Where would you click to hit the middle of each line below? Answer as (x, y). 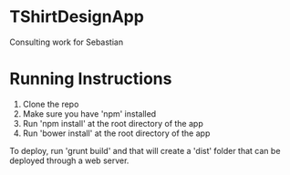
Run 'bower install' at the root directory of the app (116, 133)
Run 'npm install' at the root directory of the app (113, 123)
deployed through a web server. (69, 160)
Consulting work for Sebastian (67, 42)
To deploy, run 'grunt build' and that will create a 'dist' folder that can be (145, 150)
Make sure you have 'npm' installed (89, 113)
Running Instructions (91, 79)
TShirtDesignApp (77, 17)
